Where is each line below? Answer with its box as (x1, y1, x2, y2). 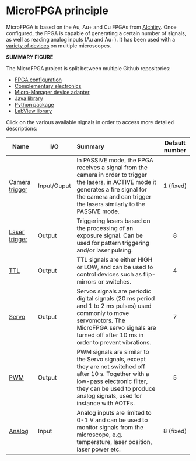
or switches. (98, 277, 132, 285)
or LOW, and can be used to (76, 262, 153, 271)
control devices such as (76, 270, 142, 278)
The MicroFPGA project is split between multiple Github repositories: (6, 64, 171, 71)
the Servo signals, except (76, 355, 146, 363)
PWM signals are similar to (76, 347, 150, 356)
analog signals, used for (76, 391, 142, 399)
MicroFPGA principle (6, 4, 109, 18)
